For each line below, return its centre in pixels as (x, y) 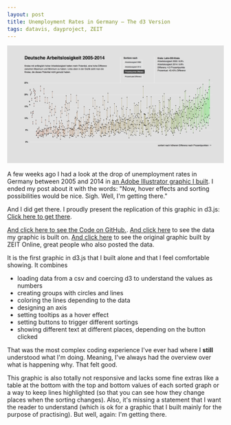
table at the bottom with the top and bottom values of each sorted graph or (113, 385)
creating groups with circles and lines (70, 292)
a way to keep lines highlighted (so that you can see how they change (106, 392)
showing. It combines (37, 265)
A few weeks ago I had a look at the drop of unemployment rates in (102, 174)
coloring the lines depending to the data (74, 300)
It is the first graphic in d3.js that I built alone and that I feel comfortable (108, 257)
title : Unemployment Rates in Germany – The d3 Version (89, 22)
